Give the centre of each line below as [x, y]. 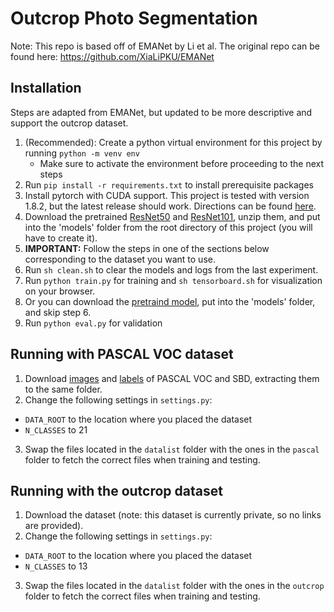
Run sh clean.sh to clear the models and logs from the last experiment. [171, 269]
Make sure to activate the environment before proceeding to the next [182, 163]
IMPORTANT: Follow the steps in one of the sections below [147, 248]
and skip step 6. [58, 312]
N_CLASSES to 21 [56, 429]
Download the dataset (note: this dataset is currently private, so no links [173, 515]
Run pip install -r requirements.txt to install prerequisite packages [169, 184]
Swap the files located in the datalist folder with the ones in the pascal [172, 449]
